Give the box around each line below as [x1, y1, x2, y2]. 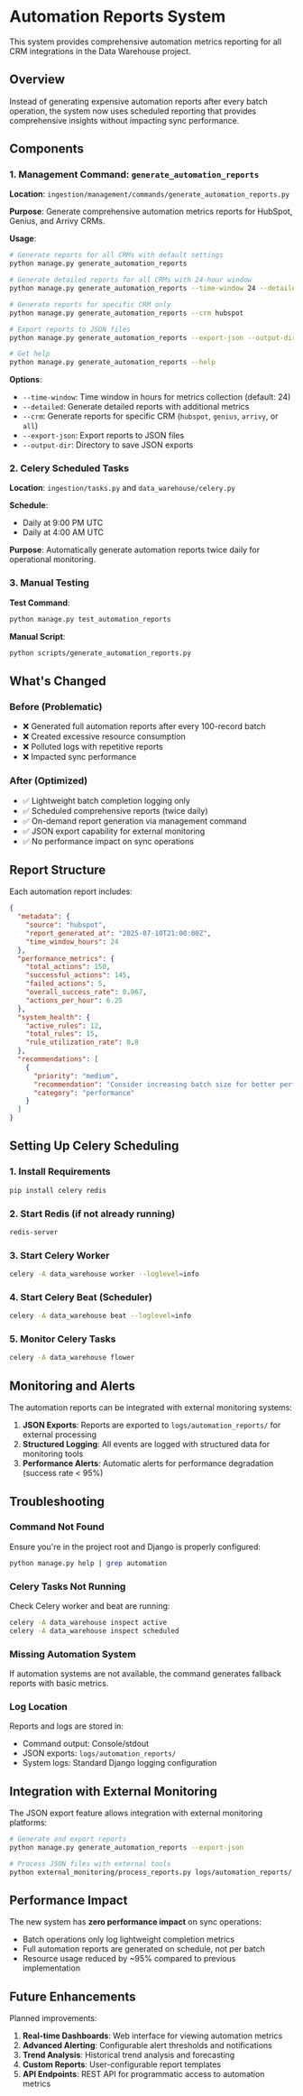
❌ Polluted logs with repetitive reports [22, 742, 164, 753]
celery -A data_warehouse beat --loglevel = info [9, 1311, 192, 1321]
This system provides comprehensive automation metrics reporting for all [9, 36, 282, 47]
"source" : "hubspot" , [25, 920, 106, 930]
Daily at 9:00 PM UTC [22, 517, 104, 529]
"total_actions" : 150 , [25, 963, 111, 972]
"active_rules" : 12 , [25, 1021, 103, 1030]
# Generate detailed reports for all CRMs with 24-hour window [9, 275, 252, 285]
